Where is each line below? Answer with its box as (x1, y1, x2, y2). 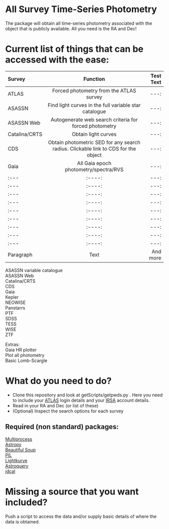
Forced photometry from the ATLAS (52, 87, 137, 94)
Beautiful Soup (5, 447, 36, 453)
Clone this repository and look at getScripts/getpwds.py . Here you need (12, 392, 163, 398)
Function (83, 75, 105, 82)
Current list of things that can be (5, 43, 144, 55)
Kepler (5, 294, 19, 300)
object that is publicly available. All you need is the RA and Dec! (5, 25, 137, 31)
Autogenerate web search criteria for (50, 116, 138, 123)
